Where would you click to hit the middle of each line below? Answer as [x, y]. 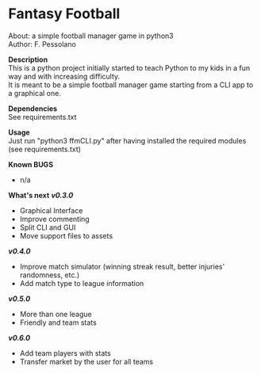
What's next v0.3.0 [41, 195]
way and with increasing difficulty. [64, 76]
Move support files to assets [66, 235]
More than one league [56, 314]
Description [28, 59]
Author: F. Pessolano [42, 44]
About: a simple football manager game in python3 [91, 36]
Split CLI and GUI [48, 227]
